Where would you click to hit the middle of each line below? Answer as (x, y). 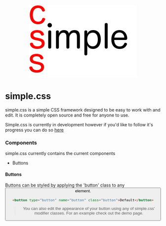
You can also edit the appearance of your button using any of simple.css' (89, 208)
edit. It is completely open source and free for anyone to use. (67, 115)
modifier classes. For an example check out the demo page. (89, 213)
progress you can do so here (35, 130)
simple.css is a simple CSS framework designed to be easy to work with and (83, 110)
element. (83, 191)
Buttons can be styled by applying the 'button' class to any (65, 185)
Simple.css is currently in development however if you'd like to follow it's (79, 124)
